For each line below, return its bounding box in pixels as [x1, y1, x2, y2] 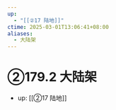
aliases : [7, 30, 33, 37]
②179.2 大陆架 [7, 69, 97, 85]
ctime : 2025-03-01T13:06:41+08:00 [7, 23, 110, 30]
